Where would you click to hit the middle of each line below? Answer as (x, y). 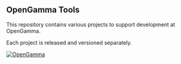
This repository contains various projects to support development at (91, 24)
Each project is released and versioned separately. (69, 42)
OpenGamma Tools (43, 10)
